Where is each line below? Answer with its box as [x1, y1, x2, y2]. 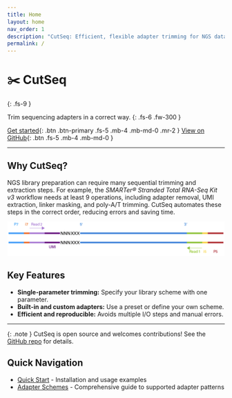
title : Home [7, 11, 41, 18]
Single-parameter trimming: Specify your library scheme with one [17, 288, 208, 296]
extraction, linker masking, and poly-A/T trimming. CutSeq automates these [7, 200, 222, 208]
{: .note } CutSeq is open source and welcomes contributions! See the [7, 330, 206, 338]
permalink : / [7, 40, 45, 48]
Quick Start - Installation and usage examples [17, 375, 147, 384]
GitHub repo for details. [7, 337, 74, 345]
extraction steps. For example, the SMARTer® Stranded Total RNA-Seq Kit [7, 186, 217, 194]
